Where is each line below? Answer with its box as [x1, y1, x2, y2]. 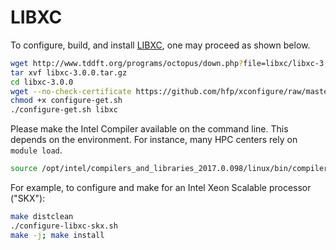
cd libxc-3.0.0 [10, 77, 74, 87]
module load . [10, 144, 63, 156]
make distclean [10, 212, 74, 222]
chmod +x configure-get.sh [10, 96, 123, 106]
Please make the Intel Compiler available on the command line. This [10, 123, 289, 135]
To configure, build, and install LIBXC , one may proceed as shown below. [10, 39, 311, 51]
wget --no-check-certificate [10, 86, 132, 96]
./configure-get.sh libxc [10, 105, 118, 115]
